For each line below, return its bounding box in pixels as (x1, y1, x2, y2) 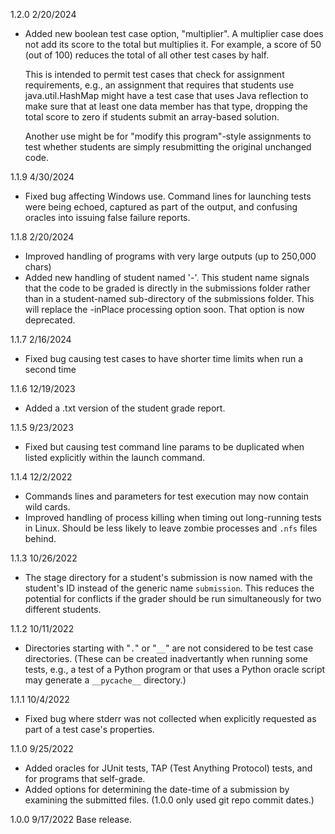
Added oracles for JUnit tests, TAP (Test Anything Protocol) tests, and (24, 762, 313, 774)
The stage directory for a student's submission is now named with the (24, 572, 313, 583)
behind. (24, 533, 57, 544)
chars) (24, 261, 52, 273)
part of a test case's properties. (24, 724, 155, 735)
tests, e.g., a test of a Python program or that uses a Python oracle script (24, 664, 326, 675)
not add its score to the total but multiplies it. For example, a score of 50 (24, 39, 322, 50)
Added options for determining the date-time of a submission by (24, 784, 290, 795)
